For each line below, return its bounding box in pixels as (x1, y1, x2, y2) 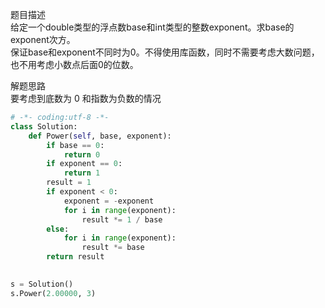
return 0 (63, 149, 101, 160)
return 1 (63, 168, 101, 178)
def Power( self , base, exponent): (28, 131, 172, 141)
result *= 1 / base (81, 214, 163, 225)
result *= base (81, 243, 145, 253)
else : (46, 224, 70, 234)
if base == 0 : (46, 140, 105, 150)
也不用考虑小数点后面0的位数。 (10, 59, 139, 70)
